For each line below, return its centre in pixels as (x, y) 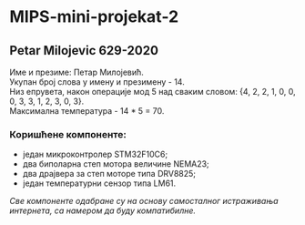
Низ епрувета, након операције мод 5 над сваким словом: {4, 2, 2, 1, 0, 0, (152, 92)
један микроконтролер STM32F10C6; (95, 154)
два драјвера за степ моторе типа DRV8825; (109, 174)
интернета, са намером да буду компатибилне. (103, 210)
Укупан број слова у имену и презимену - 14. (97, 82)
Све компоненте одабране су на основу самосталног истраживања (144, 201)
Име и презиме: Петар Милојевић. (76, 72)
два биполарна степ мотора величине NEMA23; (116, 164)
